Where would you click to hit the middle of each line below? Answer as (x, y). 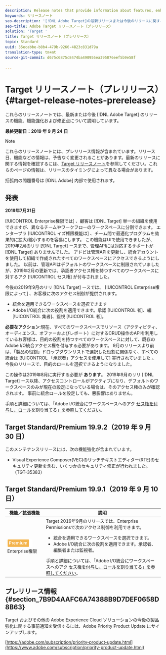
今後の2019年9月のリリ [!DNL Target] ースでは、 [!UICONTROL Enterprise (80, 287)
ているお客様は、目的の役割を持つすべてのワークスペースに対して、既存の (80, 339)
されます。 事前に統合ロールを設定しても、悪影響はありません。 (70, 393)
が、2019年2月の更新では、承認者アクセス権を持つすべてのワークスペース (80, 271)
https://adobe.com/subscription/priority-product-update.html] (70, 642)
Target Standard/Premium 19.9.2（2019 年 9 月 (78, 427)
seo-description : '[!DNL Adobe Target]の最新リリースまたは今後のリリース (77, 21)
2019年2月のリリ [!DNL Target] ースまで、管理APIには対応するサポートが (80, 246)
